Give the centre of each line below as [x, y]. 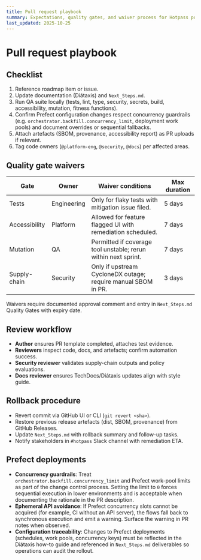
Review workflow [39, 329]
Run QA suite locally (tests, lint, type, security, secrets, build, [89, 102]
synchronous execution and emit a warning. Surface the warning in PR [102, 519]
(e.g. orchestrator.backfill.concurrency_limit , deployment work [96, 121]
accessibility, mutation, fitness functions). [66, 108]
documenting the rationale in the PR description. [74, 499]
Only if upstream [115, 266]
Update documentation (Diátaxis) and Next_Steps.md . [80, 95]
